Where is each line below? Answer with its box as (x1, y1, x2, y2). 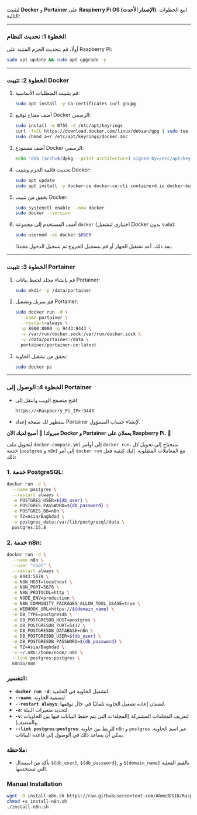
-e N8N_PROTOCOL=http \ (12, 590, 70, 596)
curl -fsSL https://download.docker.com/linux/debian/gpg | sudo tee (15, 128, 189, 135)
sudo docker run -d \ (15, 310, 68, 315)
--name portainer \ (20, 315, 68, 321)
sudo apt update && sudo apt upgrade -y (6, 57, 107, 63)
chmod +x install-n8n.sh (6, 799, 67, 804)
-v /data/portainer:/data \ (20, 336, 89, 342)
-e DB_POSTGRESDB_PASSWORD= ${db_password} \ (12, 639, 122, 645)
